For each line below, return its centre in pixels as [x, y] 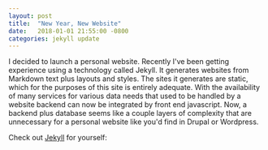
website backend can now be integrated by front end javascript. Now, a [128, 105]
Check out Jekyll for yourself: [58, 138]
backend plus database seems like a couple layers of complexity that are [130, 114]
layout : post [30, 16]
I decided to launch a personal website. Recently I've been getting [119, 62]
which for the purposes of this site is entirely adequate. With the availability [134, 88]
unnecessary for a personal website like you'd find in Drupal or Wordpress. [134, 122]
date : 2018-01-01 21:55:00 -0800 [69, 31]
